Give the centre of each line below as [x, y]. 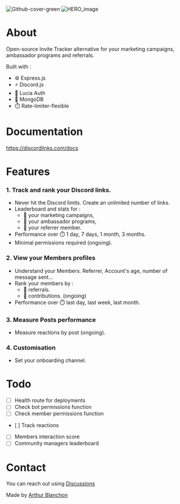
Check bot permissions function [53, 407]
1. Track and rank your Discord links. [59, 190]
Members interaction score [47, 437]
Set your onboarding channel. [50, 360]
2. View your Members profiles [51, 258]
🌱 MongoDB [29, 99]
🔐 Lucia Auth [30, 93]
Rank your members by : [44, 283]
